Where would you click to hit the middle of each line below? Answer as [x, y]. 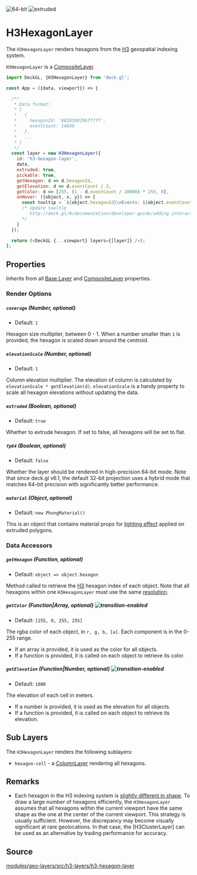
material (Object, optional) [39, 497]
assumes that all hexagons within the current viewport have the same [98, 808]
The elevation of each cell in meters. [50, 695]
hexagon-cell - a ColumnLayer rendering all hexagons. [80, 763]
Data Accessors [29, 545]
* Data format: [32, 104]
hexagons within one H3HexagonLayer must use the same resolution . [87, 592]
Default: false [31, 460]
